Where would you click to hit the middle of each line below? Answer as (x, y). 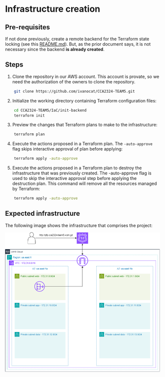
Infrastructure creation (53, 9)
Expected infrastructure (42, 214)
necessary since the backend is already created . (55, 49)
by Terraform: (26, 189)
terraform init (29, 115)
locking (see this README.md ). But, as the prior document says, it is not (78, 44)
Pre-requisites (27, 27)
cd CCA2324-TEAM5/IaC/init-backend (50, 110)
